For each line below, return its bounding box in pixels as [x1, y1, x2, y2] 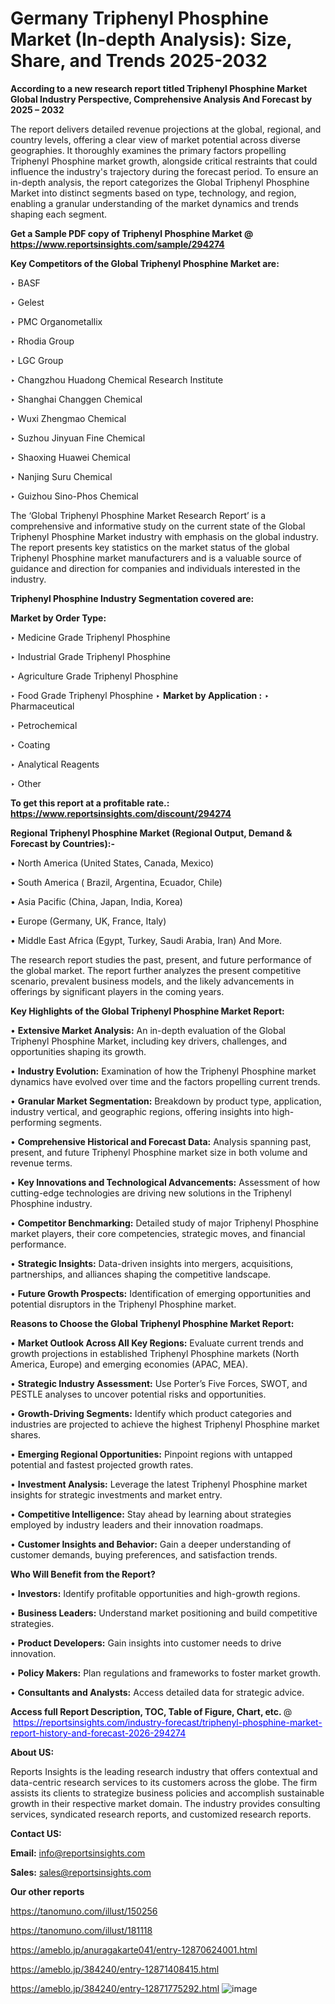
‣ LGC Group [10, 354, 64, 366]
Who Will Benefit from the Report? [10, 1568, 156, 1580]
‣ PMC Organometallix [10, 315, 103, 327]
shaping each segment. [10, 208, 108, 220]
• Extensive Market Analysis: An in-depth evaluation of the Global [10, 1024, 286, 1036]
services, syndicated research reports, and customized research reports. [10, 1808, 312, 1820]
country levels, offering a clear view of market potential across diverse [10, 133, 302, 146]
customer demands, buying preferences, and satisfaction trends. [10, 1548, 278, 1561]
